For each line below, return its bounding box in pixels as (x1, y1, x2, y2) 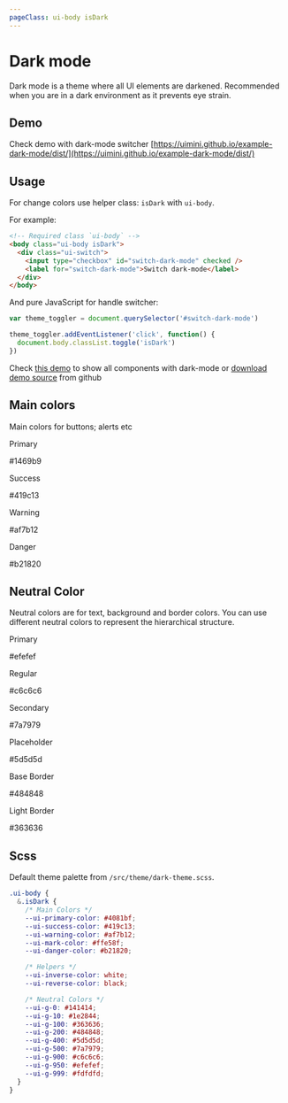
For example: (9, 214, 57, 226)
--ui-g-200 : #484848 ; (25, 1028, 104, 1037)
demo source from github (9, 372, 102, 382)
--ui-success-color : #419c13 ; (25, 922, 137, 930)
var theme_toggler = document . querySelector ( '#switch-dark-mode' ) (9, 314, 259, 323)
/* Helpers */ (25, 962, 77, 972)
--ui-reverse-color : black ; (25, 979, 128, 988)
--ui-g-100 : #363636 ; (25, 1020, 104, 1029)
